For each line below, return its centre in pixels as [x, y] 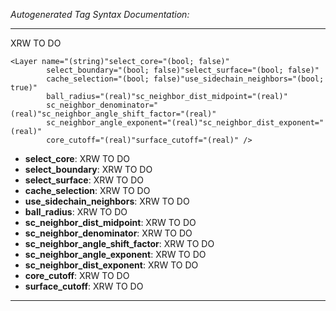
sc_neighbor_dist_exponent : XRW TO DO [111, 265]
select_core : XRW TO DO [77, 158]
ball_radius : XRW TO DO [76, 212]
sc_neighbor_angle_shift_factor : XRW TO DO [119, 243]
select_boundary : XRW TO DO [88, 169]
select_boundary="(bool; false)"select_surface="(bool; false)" [183, 70]
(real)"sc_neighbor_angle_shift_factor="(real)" [113, 114]
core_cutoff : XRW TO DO [77, 275]
